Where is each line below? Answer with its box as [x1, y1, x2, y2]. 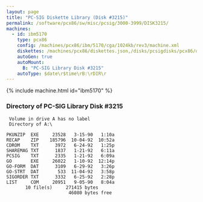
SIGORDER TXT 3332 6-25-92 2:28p [6, 174, 115, 180]
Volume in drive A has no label [8, 116, 91, 122]
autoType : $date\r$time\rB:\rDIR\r [17, 71, 107, 77]
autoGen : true [17, 54, 53, 60]
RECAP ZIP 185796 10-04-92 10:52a [6, 137, 115, 143]
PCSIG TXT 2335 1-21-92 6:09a [6, 153, 115, 159]
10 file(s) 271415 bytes [25, 185, 98, 191]
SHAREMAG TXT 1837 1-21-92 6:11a [6, 147, 115, 154]
